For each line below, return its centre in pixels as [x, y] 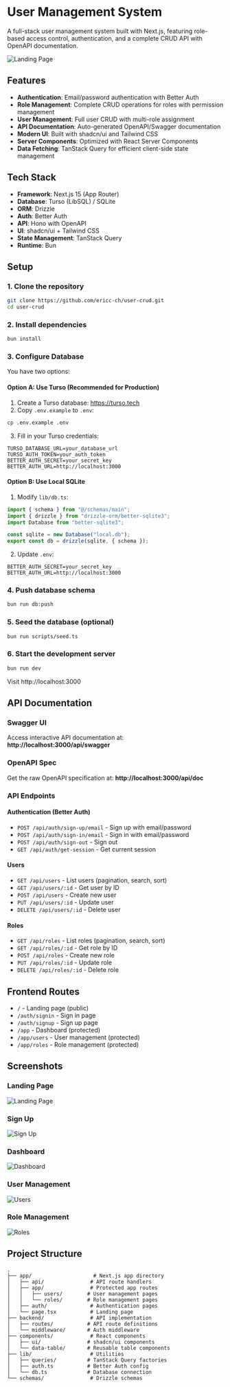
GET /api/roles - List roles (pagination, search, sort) [91, 941]
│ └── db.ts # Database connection [80, 1372]
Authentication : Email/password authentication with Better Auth [108, 97]
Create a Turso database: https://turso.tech [78, 403]
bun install [24, 339]
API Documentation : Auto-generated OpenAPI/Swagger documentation [119, 126]
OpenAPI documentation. [43, 45]
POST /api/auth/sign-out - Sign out [67, 842]
